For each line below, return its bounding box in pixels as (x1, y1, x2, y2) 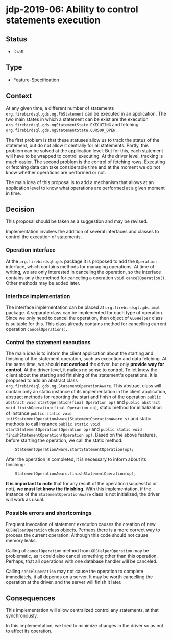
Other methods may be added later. (6, 280, 81, 286)
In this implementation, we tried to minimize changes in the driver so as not (6, 623, 164, 629)
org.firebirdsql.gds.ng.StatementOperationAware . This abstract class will (6, 383, 161, 389)
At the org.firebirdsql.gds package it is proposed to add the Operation (6, 258, 157, 264)
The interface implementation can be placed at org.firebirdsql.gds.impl (6, 304, 160, 310)
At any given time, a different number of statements (6, 105, 114, 111)
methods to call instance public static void (6, 421, 100, 427)
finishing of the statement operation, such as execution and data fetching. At (6, 356, 167, 362)
